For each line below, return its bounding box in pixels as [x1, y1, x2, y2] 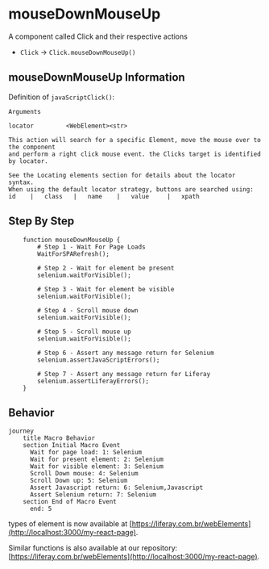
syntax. [8, 178, 35, 186]
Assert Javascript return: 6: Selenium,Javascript [29, 483, 204, 492]
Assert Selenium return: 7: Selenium [29, 491, 157, 499]
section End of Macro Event [23, 498, 117, 506]
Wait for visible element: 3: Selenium [29, 462, 163, 471]
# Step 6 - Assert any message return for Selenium [37, 349, 215, 357]
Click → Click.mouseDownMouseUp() [19, 47, 136, 56]
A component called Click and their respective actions [8, 31, 188, 41]
